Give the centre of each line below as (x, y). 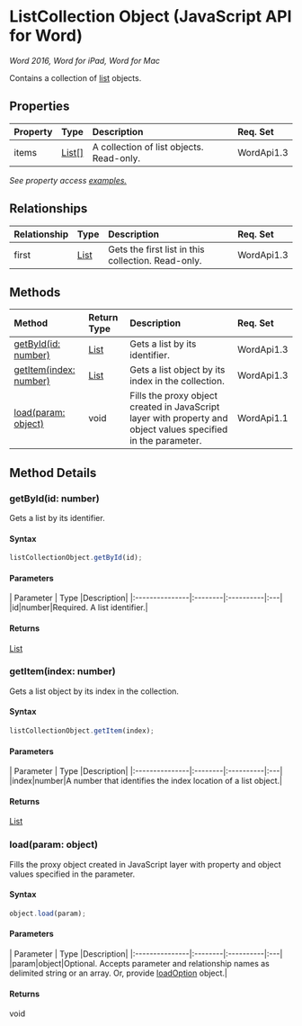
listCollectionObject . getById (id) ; (76, 558)
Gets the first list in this (156, 249)
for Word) (46, 36)
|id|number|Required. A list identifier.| (79, 607)
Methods (35, 292)
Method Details (53, 473)
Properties (40, 107)
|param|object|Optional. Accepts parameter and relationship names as (139, 963)
